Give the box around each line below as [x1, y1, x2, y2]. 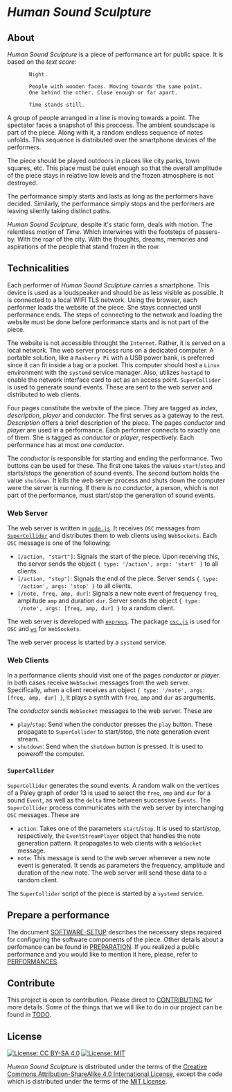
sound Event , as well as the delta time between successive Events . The [7, 796, 211, 804]
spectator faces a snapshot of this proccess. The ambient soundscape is [7, 121, 215, 129]
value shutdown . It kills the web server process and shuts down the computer [7, 476, 226, 485]
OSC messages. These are [7, 810, 80, 819]
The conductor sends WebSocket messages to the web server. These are [7, 707, 213, 715]
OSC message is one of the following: [7, 539, 111, 547]
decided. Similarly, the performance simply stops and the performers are [7, 199, 215, 208]
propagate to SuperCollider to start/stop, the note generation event [17, 728, 210, 736]
